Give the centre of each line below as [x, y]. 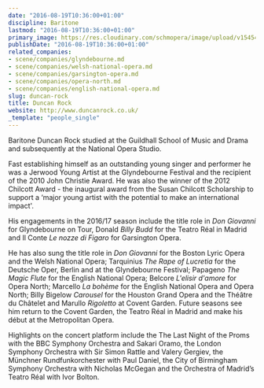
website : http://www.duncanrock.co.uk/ [73, 111]
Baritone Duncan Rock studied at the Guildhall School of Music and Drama [128, 140]
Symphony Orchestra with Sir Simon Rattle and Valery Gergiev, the [116, 352]
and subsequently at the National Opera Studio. [85, 148]
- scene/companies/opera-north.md [65, 81]
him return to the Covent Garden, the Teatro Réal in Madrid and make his [126, 311]
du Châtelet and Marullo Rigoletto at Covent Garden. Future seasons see [125, 303]
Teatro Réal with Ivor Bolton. [54, 377]
